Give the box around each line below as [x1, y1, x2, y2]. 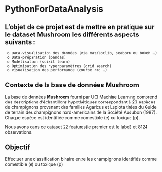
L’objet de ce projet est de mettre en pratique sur [5, 23, 155, 31]
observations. [5, 129, 32, 135]
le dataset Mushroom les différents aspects [5, 30, 139, 38]
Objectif [5, 143, 30, 152]
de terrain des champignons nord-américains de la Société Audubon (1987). [5, 109, 157, 115]
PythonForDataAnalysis [5, 3, 103, 15]
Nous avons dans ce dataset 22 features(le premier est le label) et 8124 [5, 124, 148, 130]
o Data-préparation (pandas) [7, 55, 66, 60]
